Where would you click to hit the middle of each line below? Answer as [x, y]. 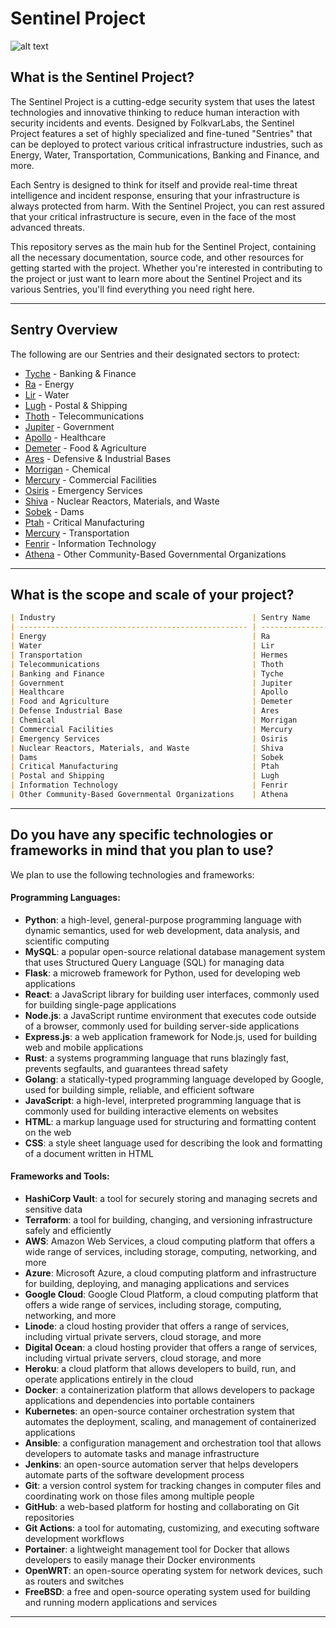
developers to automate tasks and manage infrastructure [142, 1454]
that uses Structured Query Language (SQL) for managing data [154, 962]
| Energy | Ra [140, 637]
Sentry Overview [64, 330]
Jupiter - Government [69, 426]
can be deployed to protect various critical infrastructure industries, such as [166, 144]
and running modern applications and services [121, 1603]
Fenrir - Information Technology [90, 543]
